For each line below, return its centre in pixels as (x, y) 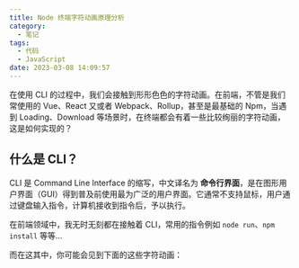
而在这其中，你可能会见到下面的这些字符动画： (96, 255)
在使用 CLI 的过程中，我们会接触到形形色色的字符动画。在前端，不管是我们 (147, 94)
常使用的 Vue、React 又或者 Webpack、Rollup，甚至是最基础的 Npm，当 (144, 105)
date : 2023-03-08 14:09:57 (60, 68)
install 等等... (36, 236)
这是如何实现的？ (41, 128)
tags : (19, 43)
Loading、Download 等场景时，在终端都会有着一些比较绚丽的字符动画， (152, 117)
